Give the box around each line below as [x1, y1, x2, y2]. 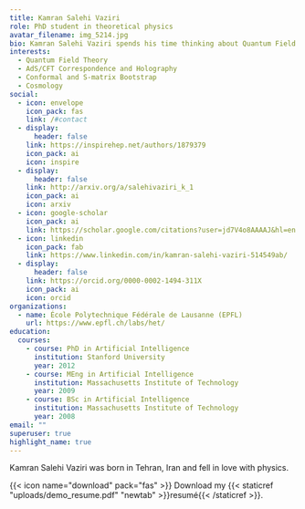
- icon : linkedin [17, 234, 84, 243]
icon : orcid [26, 293, 71, 302]
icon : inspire [26, 157, 79, 167]
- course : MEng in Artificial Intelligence [26, 369, 195, 379]
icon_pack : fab [26, 243, 84, 252]
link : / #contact [26, 115, 89, 124]
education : [9, 327, 51, 337]
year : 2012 [33, 361, 76, 370]
